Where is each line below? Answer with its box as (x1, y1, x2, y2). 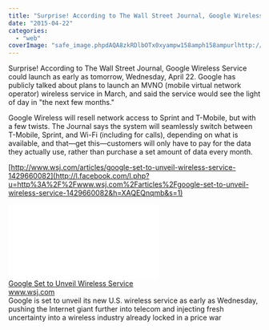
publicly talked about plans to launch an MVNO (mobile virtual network (8, 81, 242, 91)
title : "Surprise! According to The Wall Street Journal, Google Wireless (8, 11, 263, 20)
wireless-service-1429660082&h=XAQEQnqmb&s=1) (8, 188, 183, 198)
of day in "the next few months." (8, 98, 114, 107)
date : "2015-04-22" (8, 19, 74, 27)
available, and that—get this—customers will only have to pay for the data (8, 139, 251, 148)
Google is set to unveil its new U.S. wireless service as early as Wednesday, (8, 296, 259, 305)
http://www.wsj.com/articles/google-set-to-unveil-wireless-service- (10, 163, 236, 172)
